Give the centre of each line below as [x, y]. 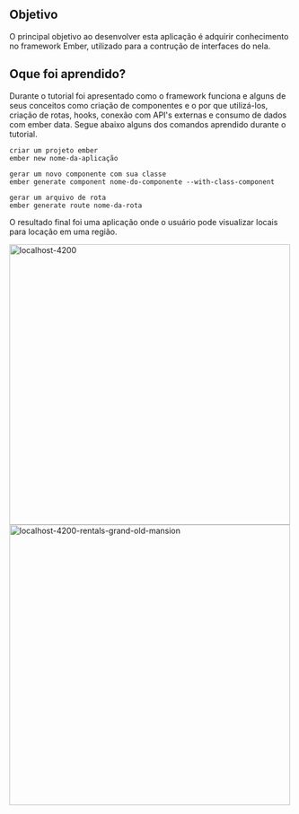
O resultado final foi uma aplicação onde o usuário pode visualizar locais [144, 222]
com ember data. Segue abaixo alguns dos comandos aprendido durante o [148, 124]
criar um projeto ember [54, 150]
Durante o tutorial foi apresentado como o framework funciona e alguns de [148, 96]
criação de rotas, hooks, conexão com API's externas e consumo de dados [148, 115]
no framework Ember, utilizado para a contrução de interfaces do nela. [140, 46]
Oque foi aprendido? [68, 74]
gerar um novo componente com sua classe [88, 174]
